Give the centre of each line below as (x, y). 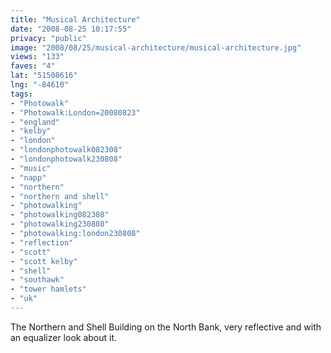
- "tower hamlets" (48, 289)
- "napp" (28, 177)
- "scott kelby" (44, 261)
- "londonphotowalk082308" (66, 150)
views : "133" (37, 57)
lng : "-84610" (40, 85)
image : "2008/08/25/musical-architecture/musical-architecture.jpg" (156, 47)
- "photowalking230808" (60, 224)
